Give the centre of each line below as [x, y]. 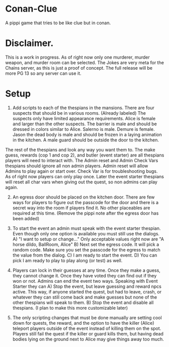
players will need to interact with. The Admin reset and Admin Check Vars [82, 160]
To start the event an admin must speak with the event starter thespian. [87, 228]
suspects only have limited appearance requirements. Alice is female [84, 118]
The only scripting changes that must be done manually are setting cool [87, 317]
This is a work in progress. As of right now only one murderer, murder [78, 57]
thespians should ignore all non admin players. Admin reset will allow [77, 166]
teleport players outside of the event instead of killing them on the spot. [87, 328]
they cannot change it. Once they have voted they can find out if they [84, 275]
